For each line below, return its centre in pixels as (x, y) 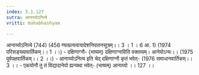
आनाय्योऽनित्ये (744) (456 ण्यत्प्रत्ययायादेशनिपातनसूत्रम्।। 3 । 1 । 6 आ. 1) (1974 (89, 45)
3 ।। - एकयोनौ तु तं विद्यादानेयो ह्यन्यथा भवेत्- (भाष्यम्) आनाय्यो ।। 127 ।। (80, 65)
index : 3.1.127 (25, 12)
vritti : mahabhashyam (33, 23)
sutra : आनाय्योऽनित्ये (27, 17)
